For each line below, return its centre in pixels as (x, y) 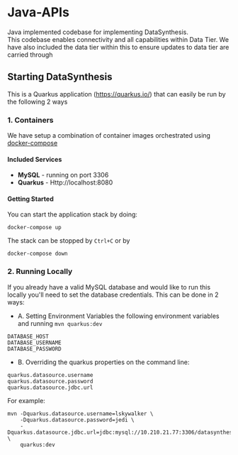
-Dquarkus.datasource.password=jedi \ (77, 420)
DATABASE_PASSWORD (34, 349)
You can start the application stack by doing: (73, 214)
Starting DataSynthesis (60, 77)
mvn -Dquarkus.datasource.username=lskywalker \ (80, 413)
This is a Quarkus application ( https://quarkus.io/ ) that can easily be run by (117, 94)
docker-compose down (38, 254)
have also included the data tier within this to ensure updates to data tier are (118, 47)
